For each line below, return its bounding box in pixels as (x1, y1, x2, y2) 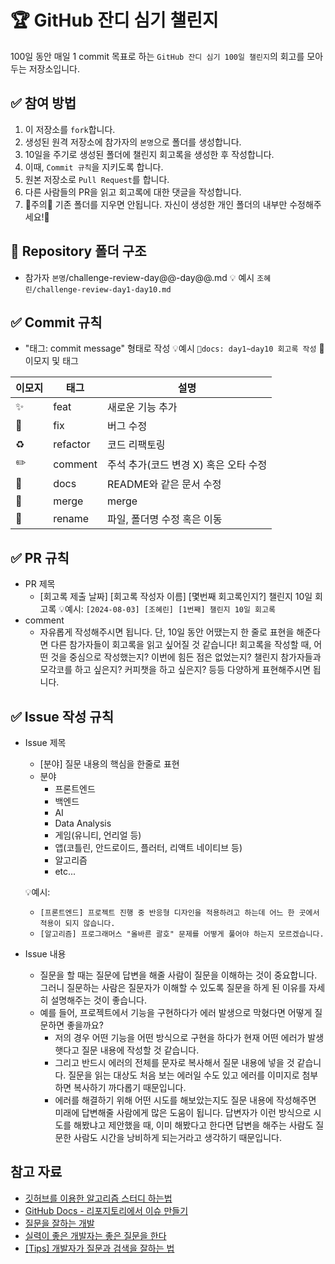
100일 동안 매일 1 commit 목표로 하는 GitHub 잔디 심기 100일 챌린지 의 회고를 (10, 50, 305, 62)
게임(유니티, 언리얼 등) (54, 829, 142, 841)
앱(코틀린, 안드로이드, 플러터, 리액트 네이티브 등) (54, 842, 243, 853)
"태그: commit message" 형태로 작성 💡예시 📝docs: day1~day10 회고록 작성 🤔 (24, 342, 325, 355)
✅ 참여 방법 (10, 95, 77, 112)
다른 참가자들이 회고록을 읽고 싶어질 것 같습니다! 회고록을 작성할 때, (50, 639, 312, 651)
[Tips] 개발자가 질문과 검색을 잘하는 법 (24, 1242, 175, 1254)
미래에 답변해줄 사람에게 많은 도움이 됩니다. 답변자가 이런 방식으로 (54, 1107, 312, 1118)
